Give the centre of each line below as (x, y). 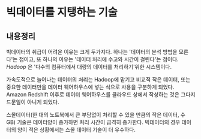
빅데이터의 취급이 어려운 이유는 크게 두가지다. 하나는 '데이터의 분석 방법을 (92, 52)
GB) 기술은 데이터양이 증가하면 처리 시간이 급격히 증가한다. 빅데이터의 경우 (93, 122)
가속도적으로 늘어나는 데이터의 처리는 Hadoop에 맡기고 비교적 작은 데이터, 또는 (98, 79)
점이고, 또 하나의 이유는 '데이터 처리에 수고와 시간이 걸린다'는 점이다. (99, 59)
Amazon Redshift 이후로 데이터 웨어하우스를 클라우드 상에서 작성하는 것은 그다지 (101, 94)
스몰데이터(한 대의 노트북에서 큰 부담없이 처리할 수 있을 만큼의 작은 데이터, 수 (96, 115)
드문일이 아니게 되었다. (33, 102)
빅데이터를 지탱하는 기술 (62, 12)
